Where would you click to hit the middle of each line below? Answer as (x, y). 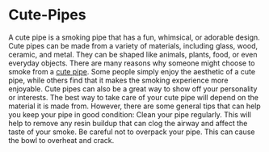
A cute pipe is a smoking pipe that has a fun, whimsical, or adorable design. (134, 37)
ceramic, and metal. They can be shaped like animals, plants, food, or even (133, 54)
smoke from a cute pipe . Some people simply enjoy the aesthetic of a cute (132, 71)
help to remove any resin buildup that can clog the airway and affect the (128, 123)
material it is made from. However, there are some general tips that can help (134, 106)
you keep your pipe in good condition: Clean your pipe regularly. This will (130, 114)
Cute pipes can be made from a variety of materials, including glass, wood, (133, 45)
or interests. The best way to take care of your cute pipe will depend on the (134, 97)
